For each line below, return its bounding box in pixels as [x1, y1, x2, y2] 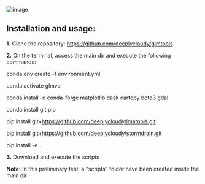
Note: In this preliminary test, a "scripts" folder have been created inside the [6, 165, 199, 172]
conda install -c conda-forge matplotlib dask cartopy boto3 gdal [6, 94, 169, 101]
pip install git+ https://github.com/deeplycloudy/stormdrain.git [6, 129, 162, 137]
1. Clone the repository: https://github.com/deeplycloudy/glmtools [6, 40, 173, 47]
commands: [6, 58, 37, 66]
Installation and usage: [6, 23, 96, 34]
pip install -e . [6, 141, 41, 148]
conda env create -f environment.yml [6, 70, 101, 77]
